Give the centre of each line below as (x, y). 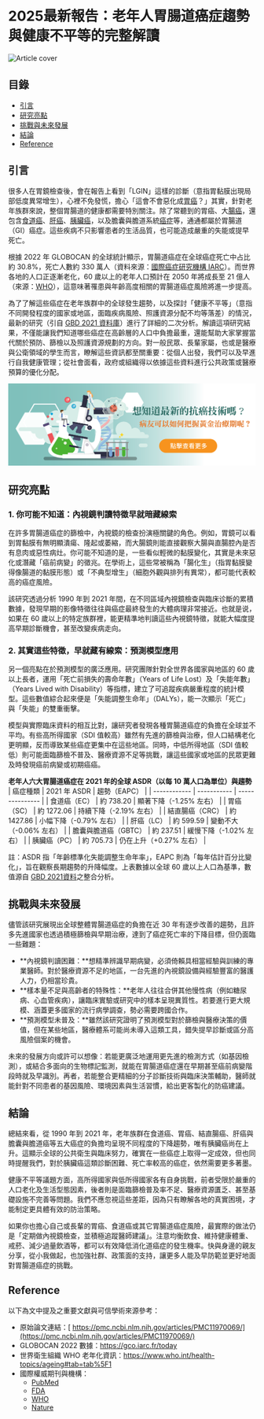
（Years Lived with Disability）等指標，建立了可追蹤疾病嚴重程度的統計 (123, 689)
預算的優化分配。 (36, 371)
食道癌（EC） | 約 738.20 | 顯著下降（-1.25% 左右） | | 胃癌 (146, 801)
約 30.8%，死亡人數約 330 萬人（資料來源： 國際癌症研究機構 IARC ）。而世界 (132, 266)
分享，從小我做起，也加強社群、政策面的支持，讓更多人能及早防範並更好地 (128, 1255)
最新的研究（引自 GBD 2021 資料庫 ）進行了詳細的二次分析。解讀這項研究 (126, 323)
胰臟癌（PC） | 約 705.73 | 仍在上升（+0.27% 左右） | (119, 841)
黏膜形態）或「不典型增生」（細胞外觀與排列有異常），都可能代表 (145, 572)
